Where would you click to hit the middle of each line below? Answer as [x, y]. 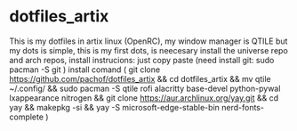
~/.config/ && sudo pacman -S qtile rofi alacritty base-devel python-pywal [145, 88]
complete [27, 117]
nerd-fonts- [243, 107]
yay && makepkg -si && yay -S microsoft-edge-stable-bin [115, 107]
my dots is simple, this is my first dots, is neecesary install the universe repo [149, 50]
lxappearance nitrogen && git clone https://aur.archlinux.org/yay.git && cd [144, 98]
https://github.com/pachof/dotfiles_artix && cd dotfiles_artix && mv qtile [140, 78]
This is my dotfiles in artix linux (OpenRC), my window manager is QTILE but [148, 41]
